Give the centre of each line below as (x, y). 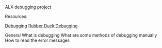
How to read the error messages (37, 40)
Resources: (16, 16)
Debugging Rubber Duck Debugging (41, 26)
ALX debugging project (28, 7)
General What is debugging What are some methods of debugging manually (81, 35)
